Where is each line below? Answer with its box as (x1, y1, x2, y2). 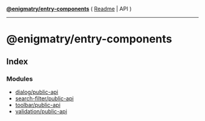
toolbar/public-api (15, 101, 61, 108)
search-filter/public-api (15, 94, 74, 102)
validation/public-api (15, 108, 67, 115)
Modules (6, 74, 34, 83)
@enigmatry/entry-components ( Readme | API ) (6, 5, 132, 12)
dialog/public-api (15, 88, 59, 95)
